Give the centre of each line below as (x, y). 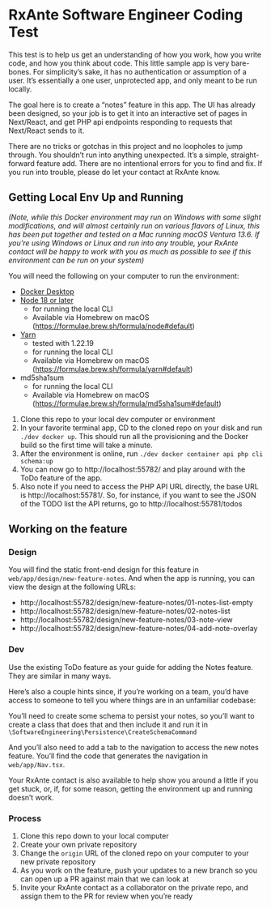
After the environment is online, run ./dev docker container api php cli (142, 453)
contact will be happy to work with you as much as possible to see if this (130, 251)
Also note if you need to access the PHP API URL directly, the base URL (139, 486)
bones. (20, 71)
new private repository (58, 862)
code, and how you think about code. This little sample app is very (119, 63)
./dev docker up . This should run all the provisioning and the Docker (134, 436)
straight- (245, 155)
